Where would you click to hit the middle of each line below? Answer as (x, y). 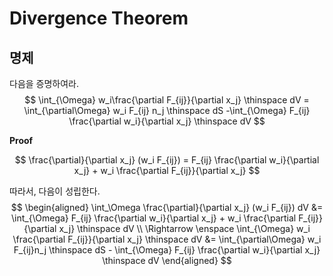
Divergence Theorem (99, 18)
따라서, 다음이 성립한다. (55, 191)
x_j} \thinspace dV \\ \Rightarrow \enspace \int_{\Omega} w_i (184, 228)
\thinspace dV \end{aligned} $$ (167, 260)
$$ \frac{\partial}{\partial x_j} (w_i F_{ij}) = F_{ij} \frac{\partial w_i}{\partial (167, 160)
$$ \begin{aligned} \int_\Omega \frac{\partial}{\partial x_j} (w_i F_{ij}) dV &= (167, 207)
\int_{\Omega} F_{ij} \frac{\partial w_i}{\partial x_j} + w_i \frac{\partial (153, 218)
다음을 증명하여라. (44, 83)
